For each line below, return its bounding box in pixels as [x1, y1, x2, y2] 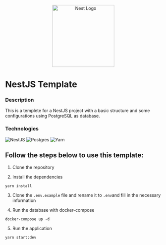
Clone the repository [12, 164, 55, 170]
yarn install [5, 184, 32, 188]
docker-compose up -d [5, 216, 50, 222]
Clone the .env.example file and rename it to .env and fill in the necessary [12, 192, 161, 198]
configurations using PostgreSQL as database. [5, 113, 100, 119]
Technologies [5, 125, 39, 132]
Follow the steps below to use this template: [5, 151, 144, 160]
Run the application [12, 225, 52, 231]
